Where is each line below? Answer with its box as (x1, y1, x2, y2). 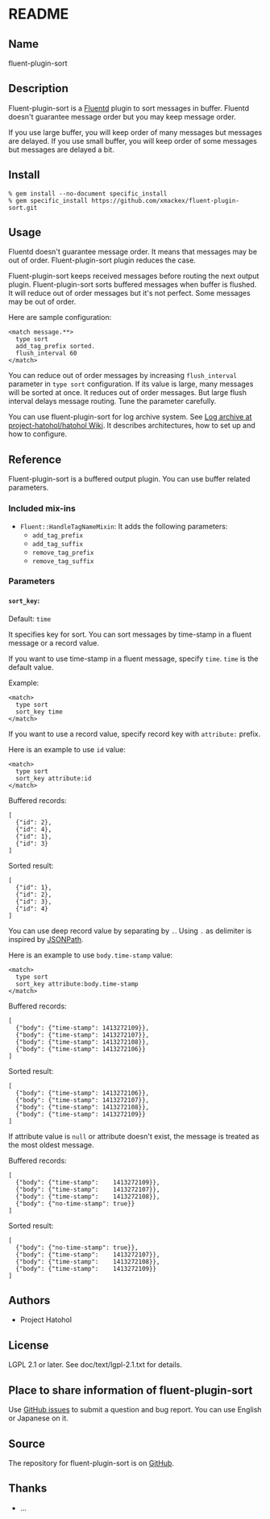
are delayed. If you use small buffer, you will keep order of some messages (8, 136, 258, 145)
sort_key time (15, 708, 63, 716)
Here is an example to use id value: (8, 744, 127, 754)
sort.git (8, 204, 38, 212)
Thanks (8, 1482, 48, 1496)
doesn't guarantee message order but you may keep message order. (8, 112, 236, 121)
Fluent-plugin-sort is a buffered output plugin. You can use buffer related (8, 474, 251, 484)
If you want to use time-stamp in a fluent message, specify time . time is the (8, 654, 259, 663)
